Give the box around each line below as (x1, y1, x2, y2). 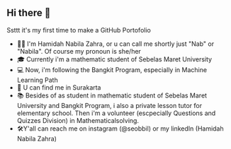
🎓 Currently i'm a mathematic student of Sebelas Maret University (16, 54, 213, 64)
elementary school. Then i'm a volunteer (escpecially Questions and (16, 109, 216, 117)
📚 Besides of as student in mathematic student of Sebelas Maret (16, 91, 207, 100)
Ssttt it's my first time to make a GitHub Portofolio (6, 25, 152, 34)
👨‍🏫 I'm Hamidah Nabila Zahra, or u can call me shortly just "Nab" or (16, 40, 214, 48)
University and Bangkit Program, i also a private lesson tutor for (16, 101, 203, 109)
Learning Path (16, 76, 58, 84)
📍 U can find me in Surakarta (16, 83, 101, 92)
